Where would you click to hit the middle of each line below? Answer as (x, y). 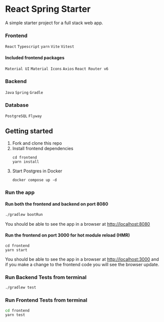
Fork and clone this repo (37, 143)
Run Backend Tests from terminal (46, 277)
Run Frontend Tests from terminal (46, 300)
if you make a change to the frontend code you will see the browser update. (82, 265)
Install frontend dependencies (43, 148)
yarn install (26, 161)
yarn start (16, 250)
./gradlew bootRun (24, 214)
